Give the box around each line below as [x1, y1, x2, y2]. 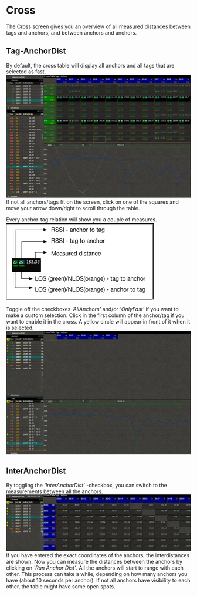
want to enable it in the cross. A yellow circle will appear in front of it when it [6, 318, 191, 325]
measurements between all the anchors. [6, 488, 104, 495]
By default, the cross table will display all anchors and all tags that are [6, 62, 175, 69]
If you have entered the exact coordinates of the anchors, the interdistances [6, 551, 189, 558]
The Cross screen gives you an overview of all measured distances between [6, 23, 191, 30]
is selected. [6, 324, 34, 332]
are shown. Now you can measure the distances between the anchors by [6, 558, 183, 565]
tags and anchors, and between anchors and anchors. [6, 29, 137, 36]
